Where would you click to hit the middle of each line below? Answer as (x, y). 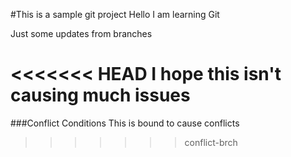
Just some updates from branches (81, 33)
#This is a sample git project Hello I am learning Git (115, 14)
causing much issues (100, 95)
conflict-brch (211, 142)
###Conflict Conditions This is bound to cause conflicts (125, 123)
